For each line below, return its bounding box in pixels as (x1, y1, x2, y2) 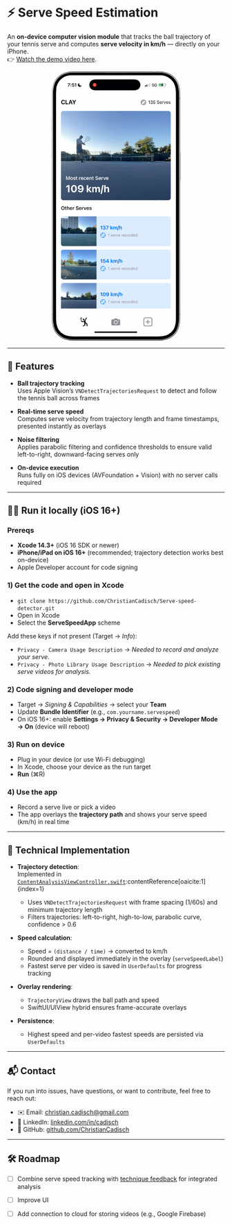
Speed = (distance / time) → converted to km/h (27, 947, 168, 956)
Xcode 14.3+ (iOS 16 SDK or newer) (17, 541, 119, 550)
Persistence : (17, 1017, 55, 1025)
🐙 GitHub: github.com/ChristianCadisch (17, 1125, 130, 1134)
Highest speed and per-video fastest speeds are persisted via (27, 1030, 204, 1039)
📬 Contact (7, 1065, 56, 1077)
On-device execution (17, 463, 79, 472)
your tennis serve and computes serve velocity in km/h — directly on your (7, 39, 220, 48)
